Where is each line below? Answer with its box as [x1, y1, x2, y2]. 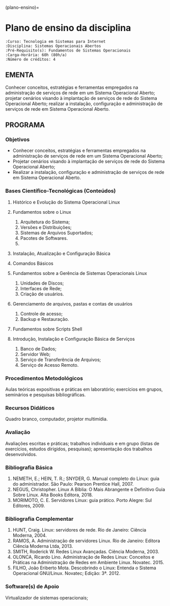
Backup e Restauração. [20, 316, 69, 322]
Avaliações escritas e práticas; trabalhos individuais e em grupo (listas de [5, 440, 159, 446]
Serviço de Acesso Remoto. [20, 362, 79, 368]
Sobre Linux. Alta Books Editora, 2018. [12, 492, 93, 498]
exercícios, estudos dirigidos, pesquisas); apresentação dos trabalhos [5, 446, 153, 452]
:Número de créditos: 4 [5, 57, 56, 62]
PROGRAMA [5, 121, 45, 130]
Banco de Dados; [20, 345, 57, 351]
